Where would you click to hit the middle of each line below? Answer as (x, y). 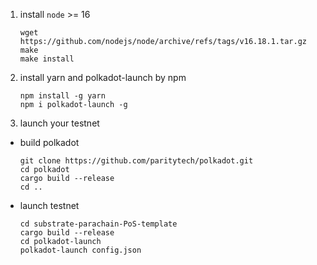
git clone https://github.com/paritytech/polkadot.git (136, 161)
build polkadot (49, 142)
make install (47, 59)
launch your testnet (59, 123)
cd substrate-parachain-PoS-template (98, 224)
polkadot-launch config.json (80, 250)
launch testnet (49, 205)
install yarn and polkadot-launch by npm (103, 77)
